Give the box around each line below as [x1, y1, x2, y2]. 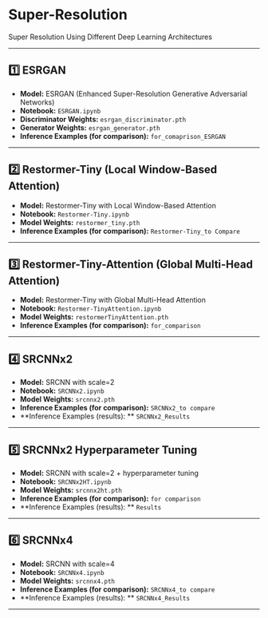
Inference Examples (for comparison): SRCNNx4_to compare [19, 584, 215, 594]
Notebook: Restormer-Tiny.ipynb [19, 209, 130, 219]
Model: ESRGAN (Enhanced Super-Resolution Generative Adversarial [19, 89, 248, 98]
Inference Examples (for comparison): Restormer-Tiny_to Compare [19, 226, 241, 236]
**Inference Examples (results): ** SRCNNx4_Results [19, 592, 190, 602]
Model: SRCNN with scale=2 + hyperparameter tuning [19, 469, 199, 477]
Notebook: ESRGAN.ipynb [19, 105, 101, 115]
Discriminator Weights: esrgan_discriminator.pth [19, 114, 187, 124]
